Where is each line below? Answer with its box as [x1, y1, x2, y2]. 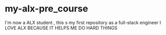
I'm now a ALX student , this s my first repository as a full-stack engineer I [5, 19, 161, 25]
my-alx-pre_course [5, 3, 88, 14]
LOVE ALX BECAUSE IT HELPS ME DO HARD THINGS [5, 24, 117, 30]
